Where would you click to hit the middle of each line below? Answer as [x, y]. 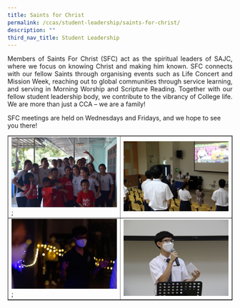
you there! [22, 125]
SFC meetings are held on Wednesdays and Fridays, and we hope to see [114, 118]
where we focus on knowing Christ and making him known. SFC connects [120, 66]
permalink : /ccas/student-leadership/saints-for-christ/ [94, 22]
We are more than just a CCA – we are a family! [76, 104]
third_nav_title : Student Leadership [64, 38]
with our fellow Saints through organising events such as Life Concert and [120, 74]
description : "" [31, 30]
